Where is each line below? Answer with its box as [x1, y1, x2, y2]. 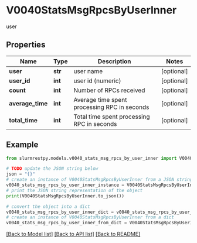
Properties [6, 40, 46, 50]
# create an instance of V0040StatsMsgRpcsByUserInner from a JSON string [6, 177, 193, 183]
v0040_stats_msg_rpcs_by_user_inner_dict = [6, 209, 114, 215]
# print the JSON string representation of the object [6, 187, 143, 193]
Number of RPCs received [73, 86, 145, 94]
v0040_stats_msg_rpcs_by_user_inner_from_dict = [6, 220, 127, 226]
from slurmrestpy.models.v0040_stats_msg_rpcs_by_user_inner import [6, 155, 177, 161]
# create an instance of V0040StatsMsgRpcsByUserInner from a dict [6, 214, 175, 220]
